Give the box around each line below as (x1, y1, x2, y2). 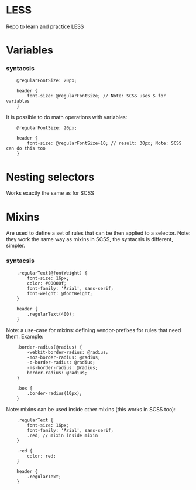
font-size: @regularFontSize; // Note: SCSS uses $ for (27, 93, 166, 99)
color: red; (27, 453, 57, 459)
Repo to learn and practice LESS (6, 23, 84, 30)
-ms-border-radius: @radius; (27, 364, 98, 370)
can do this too (6, 146, 46, 151)
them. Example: (6, 333, 44, 340)
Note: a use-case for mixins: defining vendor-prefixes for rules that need (6, 326, 181, 333)
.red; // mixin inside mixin (27, 432, 98, 438)
